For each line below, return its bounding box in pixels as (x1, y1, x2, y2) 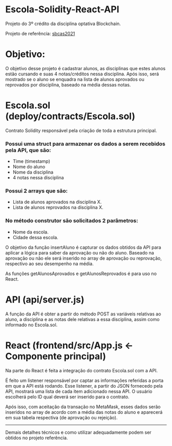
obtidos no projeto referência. (5, 434, 68, 441)
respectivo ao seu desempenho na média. (5, 260, 94, 267)
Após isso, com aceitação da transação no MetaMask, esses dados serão (5, 403, 161, 410)
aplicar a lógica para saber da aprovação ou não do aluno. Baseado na (5, 249, 155, 256)
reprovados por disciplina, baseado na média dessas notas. (5, 81, 131, 88)
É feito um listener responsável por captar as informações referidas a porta (5, 377, 164, 384)
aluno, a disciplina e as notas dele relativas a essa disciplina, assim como (5, 316, 160, 322)
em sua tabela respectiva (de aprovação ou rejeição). (5, 414, 118, 420)
